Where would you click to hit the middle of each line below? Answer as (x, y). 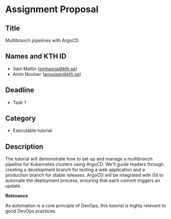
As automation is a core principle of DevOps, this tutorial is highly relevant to (86, 206)
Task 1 (19, 102)
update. (13, 186)
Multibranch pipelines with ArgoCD (42, 40)
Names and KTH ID (36, 56)
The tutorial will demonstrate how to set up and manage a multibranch (79, 159)
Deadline (20, 90)
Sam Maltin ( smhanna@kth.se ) (45, 69)
